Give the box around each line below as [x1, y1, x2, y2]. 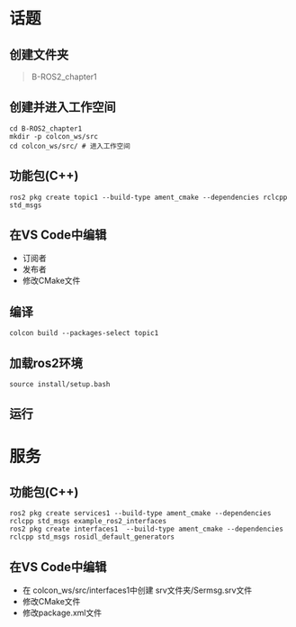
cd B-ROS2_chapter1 [9, 123, 83, 133]
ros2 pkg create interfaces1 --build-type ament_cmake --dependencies [9, 524, 283, 534]
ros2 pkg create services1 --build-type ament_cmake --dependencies [9, 509, 272, 518]
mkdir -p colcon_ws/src [9, 132, 99, 141]
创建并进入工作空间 [9, 100, 116, 115]
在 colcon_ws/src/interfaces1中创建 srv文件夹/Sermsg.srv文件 [22, 585, 253, 595]
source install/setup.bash [9, 380, 111, 389]
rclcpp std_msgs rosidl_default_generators [9, 532, 175, 541]
